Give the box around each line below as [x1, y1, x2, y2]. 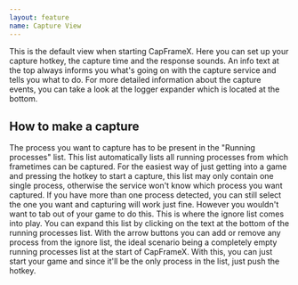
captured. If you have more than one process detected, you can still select [9, 190, 282, 200]
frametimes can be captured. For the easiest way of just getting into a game [9, 161, 287, 172]
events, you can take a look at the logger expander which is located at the [9, 84, 280, 94]
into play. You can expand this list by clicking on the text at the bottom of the [9, 218, 290, 229]
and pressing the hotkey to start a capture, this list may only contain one [9, 171, 274, 182]
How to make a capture [9, 118, 140, 134]
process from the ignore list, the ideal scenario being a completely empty [9, 237, 278, 248]
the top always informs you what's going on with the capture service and [9, 64, 277, 76]
